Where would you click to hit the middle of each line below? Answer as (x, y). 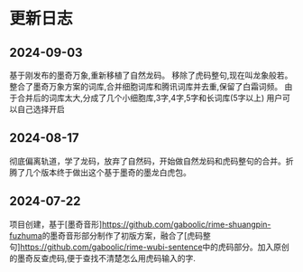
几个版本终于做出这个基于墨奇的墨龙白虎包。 (108, 172)
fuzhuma (26, 235)
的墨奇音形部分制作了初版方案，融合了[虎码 (122, 235)
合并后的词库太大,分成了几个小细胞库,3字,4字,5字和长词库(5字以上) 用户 (150, 98)
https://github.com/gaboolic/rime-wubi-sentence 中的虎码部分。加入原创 (155, 247)
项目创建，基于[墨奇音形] (56, 224)
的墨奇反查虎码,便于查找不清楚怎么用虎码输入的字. (103, 258)
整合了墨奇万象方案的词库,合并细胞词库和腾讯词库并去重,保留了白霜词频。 (146, 86)
